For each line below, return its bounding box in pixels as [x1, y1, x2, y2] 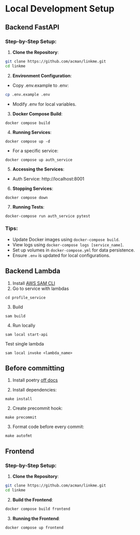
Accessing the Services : [12, 166, 64, 172]
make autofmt [5, 433, 32, 438]
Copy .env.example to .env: [12, 82, 69, 88]
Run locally [12, 322, 35, 328]
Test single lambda [5, 340, 44, 346]
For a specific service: [12, 147, 58, 153]
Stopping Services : [12, 185, 53, 191]
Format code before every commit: [12, 423, 84, 430]
